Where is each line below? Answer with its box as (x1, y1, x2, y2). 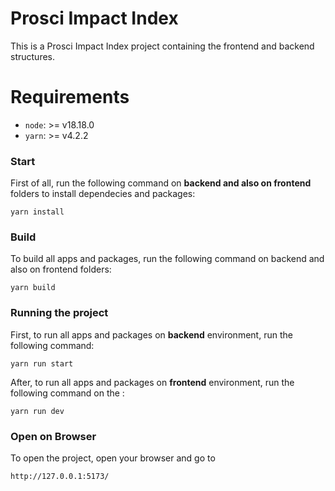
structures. (10, 50, 55, 62)
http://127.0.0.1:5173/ (10, 472, 110, 482)
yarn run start (10, 358, 74, 369)
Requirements (10, 86, 130, 109)
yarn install (10, 207, 65, 217)
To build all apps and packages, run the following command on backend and (10, 253, 325, 265)
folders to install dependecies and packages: (10, 188, 196, 200)
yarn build (10, 283, 56, 293)
